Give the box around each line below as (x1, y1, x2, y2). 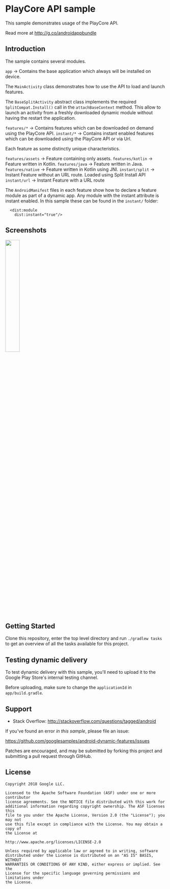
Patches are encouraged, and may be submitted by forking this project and (5, 748, 163, 754)
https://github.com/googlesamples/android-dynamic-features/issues (5, 738, 150, 744)
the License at (5, 830, 38, 835)
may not (5, 817, 22, 822)
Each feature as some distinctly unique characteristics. (5, 145, 121, 151)
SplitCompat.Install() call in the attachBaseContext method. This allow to (5, 104, 161, 110)
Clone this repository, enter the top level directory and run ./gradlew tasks (5, 636, 162, 642)
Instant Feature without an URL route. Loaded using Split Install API (5, 171, 146, 177)
